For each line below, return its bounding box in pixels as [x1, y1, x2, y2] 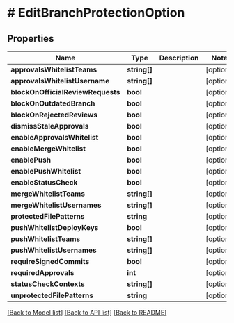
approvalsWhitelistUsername [10, 76, 110, 85]
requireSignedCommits [10, 257, 90, 266]
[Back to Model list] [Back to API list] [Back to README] [7, 308, 167, 317]
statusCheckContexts [10, 279, 85, 289]
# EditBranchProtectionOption [7, 5, 185, 21]
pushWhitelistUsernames [10, 245, 97, 255]
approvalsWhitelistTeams [10, 65, 97, 74]
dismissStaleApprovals [10, 122, 89, 131]
